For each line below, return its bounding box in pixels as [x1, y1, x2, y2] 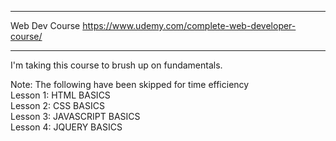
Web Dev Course [10, 20, 81, 31]
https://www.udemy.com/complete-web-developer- [82, 20, 297, 31]
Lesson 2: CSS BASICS [10, 100, 105, 111]
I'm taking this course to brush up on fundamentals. [10, 59, 223, 71]
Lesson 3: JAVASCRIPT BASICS [10, 111, 141, 122]
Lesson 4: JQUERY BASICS [10, 121, 123, 133]
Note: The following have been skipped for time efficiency [10, 79, 250, 90]
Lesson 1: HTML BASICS [10, 89, 111, 101]
